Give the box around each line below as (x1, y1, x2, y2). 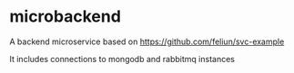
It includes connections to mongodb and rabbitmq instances (9, 53, 235, 64)
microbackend (9, 6, 121, 27)
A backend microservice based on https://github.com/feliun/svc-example (9, 36, 285, 47)
